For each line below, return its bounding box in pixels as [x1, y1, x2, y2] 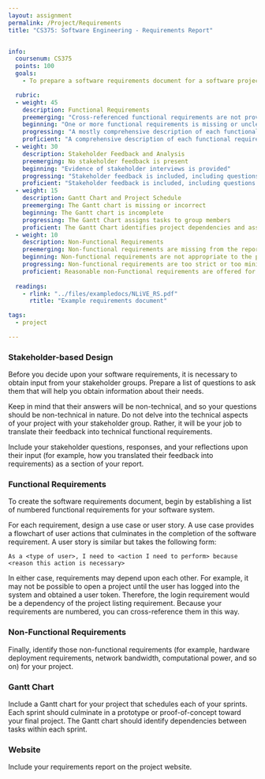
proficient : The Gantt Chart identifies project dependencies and [22, 223, 245, 232]
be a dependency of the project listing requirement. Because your [8, 599, 222, 608]
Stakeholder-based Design [8, 351, 114, 362]
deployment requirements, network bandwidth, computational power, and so [8, 653, 257, 663]
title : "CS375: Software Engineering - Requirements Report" [8, 26, 214, 34]
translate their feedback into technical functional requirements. [8, 427, 213, 437]
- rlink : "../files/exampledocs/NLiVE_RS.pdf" [22, 289, 178, 297]
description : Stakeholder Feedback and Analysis [22, 149, 185, 158]
